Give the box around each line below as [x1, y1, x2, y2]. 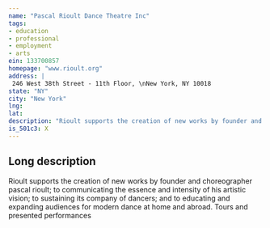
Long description [8, 154, 96, 168]
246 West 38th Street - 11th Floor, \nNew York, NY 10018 [11, 79, 212, 87]
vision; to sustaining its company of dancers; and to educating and [8, 193, 230, 203]
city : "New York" [8, 95, 67, 103]
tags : [8, 19, 27, 27]
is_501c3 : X [8, 125, 49, 133]
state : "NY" [8, 87, 49, 95]
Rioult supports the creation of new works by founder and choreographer [8, 175, 253, 186]
